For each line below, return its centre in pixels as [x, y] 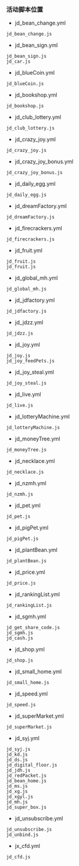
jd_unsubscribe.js [29, 830]
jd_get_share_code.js [33, 628]
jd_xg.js [17, 792]
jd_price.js [21, 583]
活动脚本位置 [25, 9]
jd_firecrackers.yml [38, 228]
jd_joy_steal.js [26, 383]
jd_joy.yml [27, 345]
